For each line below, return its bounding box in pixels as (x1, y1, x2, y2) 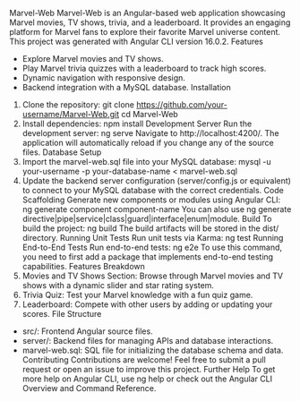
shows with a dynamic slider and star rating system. (21, 280, 215, 290)
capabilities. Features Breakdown (21, 261, 146, 271)
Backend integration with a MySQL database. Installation (21, 82, 231, 92)
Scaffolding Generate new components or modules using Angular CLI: (21, 194, 281, 205)
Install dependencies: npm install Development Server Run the (21, 118, 253, 129)
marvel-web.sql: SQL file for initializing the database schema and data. (21, 345, 284, 355)
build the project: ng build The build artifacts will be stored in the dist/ (21, 223, 279, 234)
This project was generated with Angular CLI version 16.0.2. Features (9, 36, 264, 47)
